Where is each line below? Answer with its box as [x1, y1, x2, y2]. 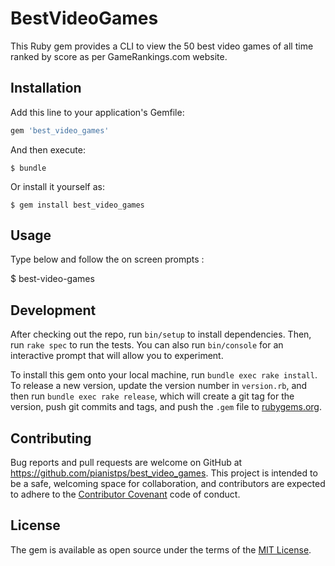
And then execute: [10, 143, 86, 156]
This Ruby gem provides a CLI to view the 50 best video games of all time [10, 40, 314, 52]
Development [10, 302, 97, 319]
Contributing [10, 430, 92, 447]
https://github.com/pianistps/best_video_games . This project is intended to [10, 467, 318, 479]
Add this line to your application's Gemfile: [10, 106, 185, 118]
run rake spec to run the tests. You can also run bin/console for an [10, 339, 284, 351]
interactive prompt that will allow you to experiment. [10, 350, 224, 362]
